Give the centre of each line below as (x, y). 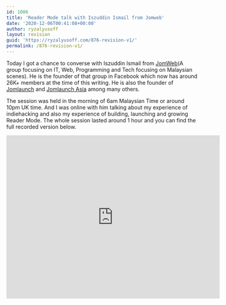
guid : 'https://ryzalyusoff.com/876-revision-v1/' (72, 40)
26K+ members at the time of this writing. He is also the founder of (90, 82)
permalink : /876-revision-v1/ (45, 46)
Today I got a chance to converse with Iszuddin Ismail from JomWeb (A (95, 63)
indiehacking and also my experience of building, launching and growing (97, 114)
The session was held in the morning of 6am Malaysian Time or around (95, 100)
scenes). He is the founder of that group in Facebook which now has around (102, 76)
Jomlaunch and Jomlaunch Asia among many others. (73, 89)
